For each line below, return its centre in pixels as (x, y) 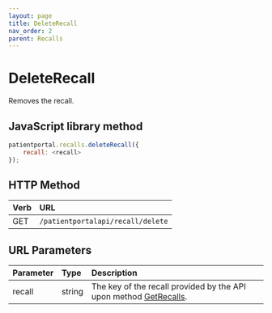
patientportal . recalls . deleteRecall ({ (74, 145)
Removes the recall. (41, 101)
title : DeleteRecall (43, 23)
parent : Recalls (36, 38)
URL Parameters (50, 250)
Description (114, 273)
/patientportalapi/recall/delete (104, 222)
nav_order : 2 (30, 31)
